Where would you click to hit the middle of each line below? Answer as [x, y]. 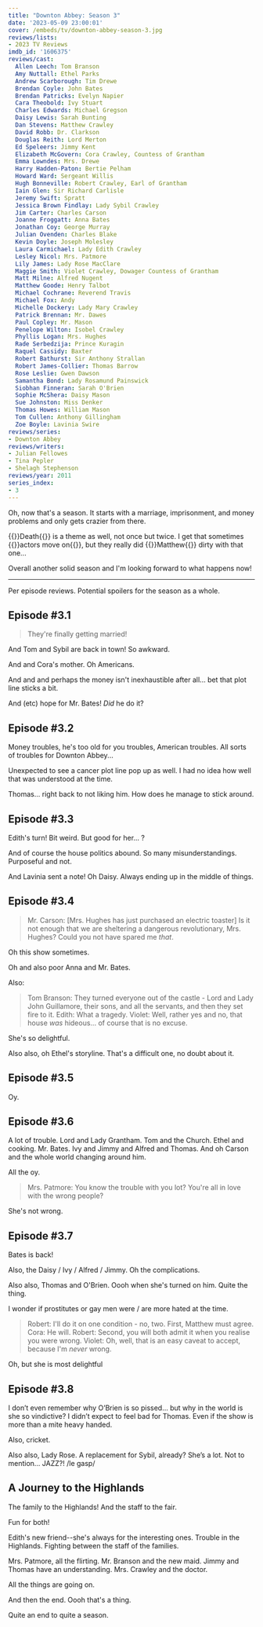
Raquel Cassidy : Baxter [54, 352]
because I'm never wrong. [69, 1349]
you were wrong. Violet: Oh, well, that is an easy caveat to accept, [134, 1341]
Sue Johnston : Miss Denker [59, 403]
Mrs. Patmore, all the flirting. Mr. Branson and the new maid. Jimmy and [124, 1561]
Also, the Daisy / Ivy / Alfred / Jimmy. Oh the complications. [104, 1270]
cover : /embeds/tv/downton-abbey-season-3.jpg [85, 30]
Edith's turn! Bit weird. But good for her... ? [76, 837]
